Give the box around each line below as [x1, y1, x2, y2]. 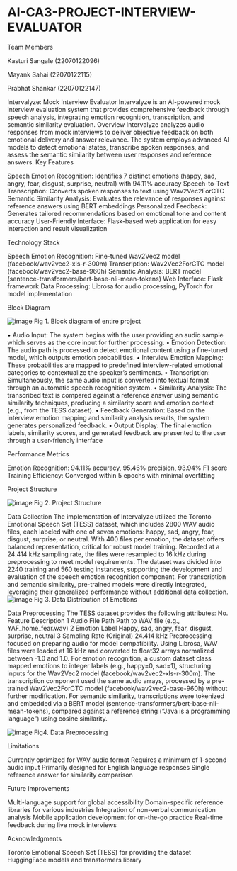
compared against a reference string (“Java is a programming [52, 707, 231, 715]
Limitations [7, 741, 40, 750]
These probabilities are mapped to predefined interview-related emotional [7, 361, 223, 369]
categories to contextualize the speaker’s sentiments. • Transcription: [7, 368, 210, 376]
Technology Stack [7, 238, 60, 247]
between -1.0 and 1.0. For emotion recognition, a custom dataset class [7, 653, 212, 663]
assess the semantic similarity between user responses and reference [7, 150, 212, 159]
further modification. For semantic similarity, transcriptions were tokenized [7, 692, 225, 700]
